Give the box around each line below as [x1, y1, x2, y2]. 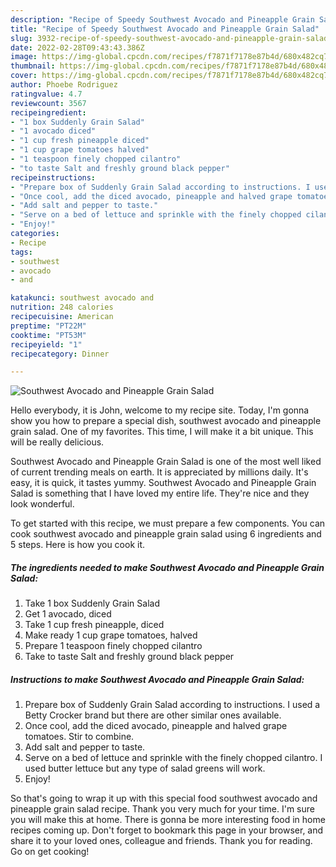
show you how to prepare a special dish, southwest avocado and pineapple [10, 415, 322, 427]
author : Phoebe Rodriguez [10, 80, 118, 90]
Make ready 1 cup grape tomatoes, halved [24, 629, 198, 641]
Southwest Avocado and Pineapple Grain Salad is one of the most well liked [10, 456, 322, 468]
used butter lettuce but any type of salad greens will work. [24, 762, 266, 775]
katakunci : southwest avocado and [10, 293, 155, 303]
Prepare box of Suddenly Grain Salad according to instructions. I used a [24, 699, 321, 711]
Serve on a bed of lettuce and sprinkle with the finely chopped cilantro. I [24, 752, 323, 764]
